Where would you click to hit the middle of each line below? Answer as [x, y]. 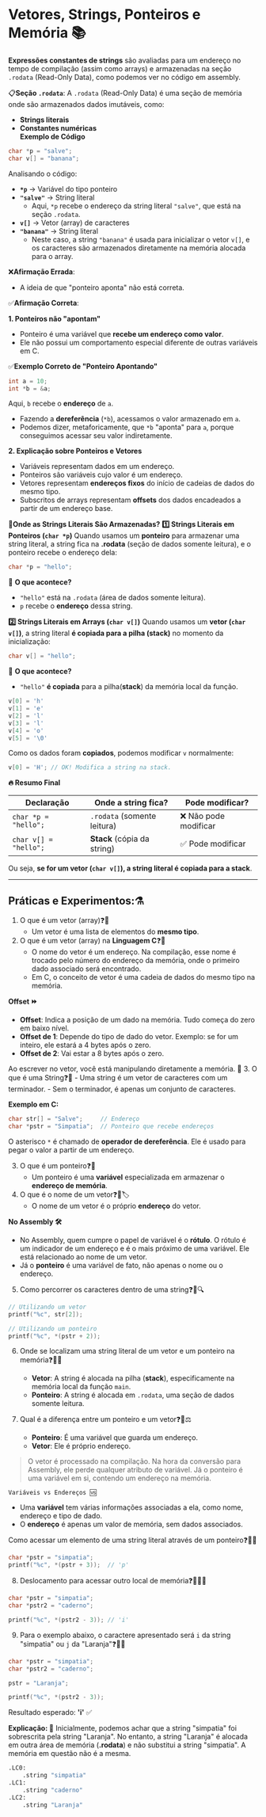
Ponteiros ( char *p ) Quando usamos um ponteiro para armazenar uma [124, 535]
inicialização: [30, 642]
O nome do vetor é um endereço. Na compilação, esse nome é [134, 952]
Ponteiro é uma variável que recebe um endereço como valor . [122, 333]
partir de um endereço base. [66, 509]
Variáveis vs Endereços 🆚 [52, 1493]
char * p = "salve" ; [40, 151]
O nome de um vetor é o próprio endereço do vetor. [116, 1206]
